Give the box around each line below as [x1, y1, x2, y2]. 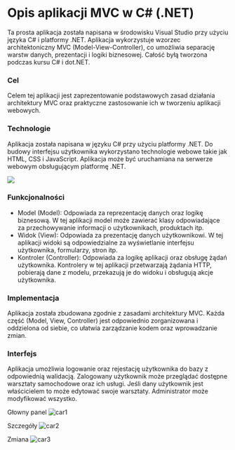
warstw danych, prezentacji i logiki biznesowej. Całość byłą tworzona [7, 50, 208, 59]
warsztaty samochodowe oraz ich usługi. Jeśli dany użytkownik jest [7, 380, 203, 388]
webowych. [7, 107, 41, 115]
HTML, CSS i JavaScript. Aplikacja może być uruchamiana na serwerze [7, 154, 213, 163]
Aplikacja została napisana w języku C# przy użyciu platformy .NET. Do [7, 139, 213, 148]
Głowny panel [7, 408, 47, 416]
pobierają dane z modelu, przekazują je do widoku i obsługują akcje [17, 268, 214, 276]
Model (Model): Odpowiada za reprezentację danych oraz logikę [17, 208, 203, 217]
